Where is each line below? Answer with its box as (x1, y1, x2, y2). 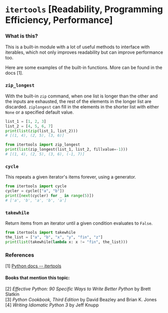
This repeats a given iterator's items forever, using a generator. (5, 174, 137, 180)
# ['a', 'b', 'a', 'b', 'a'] (5, 198, 67, 203)
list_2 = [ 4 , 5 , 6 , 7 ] (5, 123, 53, 129)
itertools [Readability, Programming (5, 4, 163, 15)
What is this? (5, 32, 38, 40)
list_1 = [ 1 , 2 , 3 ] (5, 119, 47, 124)
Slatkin (5, 291, 20, 297)
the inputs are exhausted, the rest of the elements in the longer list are (5, 98, 152, 105)
